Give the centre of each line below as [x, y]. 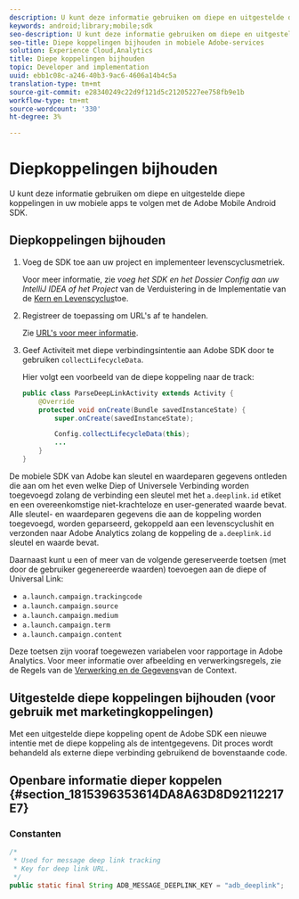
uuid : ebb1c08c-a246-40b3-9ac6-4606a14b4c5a [93, 76]
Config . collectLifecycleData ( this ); [122, 434]
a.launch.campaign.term [66, 625]
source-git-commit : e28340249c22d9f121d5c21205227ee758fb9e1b [127, 92]
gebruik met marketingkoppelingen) [111, 712]
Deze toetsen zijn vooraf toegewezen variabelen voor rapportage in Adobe [146, 651]
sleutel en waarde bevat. [54, 542]
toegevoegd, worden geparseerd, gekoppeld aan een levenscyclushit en [142, 524]
